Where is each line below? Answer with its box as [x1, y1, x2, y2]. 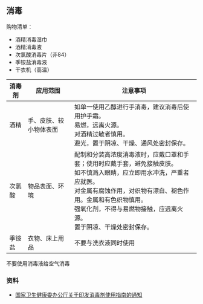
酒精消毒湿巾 [14, 36, 47, 43]
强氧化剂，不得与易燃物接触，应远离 [74, 204, 177, 213]
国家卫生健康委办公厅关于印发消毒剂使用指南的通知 [14, 291, 143, 299]
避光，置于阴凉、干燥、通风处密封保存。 [74, 138, 189, 147]
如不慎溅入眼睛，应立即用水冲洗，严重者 [74, 168, 189, 176]
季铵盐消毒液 [14, 58, 47, 65]
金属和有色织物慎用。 [86, 195, 147, 204]
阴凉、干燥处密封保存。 [86, 222, 153, 231]
